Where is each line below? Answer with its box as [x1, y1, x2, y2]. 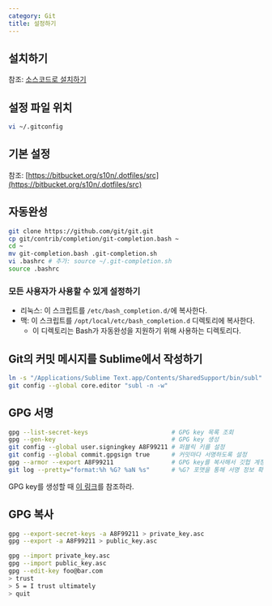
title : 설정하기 [8, 19, 57, 28]
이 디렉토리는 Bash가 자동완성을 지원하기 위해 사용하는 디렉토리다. [32, 326, 241, 335]
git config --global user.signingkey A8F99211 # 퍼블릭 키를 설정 [8, 444, 225, 452]
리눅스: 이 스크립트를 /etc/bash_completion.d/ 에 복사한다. [19, 305, 208, 315]
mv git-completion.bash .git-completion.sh [8, 249, 158, 258]
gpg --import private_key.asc [8, 552, 111, 561]
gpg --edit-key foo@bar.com [8, 567, 104, 575]
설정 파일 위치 [8, 101, 73, 115]
